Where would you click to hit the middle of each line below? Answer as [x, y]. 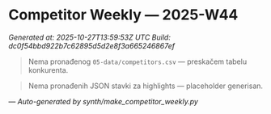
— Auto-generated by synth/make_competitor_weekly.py [103, 101]
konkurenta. [48, 70]
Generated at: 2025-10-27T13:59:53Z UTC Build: [90, 37]
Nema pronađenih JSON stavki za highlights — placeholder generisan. [146, 86]
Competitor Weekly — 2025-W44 [123, 15]
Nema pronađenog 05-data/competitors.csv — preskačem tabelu [138, 61]
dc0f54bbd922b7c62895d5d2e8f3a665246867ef [92, 45]
